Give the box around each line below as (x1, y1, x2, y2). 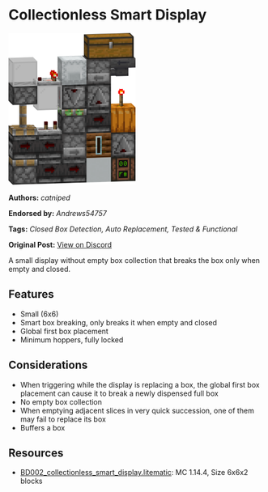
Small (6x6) (19, 309, 59, 319)
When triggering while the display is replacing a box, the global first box (19, 380, 261, 389)
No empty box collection (19, 397, 103, 406)
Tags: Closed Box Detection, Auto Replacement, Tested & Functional (8, 224, 238, 234)
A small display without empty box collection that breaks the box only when (8, 255, 261, 265)
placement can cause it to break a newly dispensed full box (19, 388, 219, 398)
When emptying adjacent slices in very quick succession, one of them (19, 405, 255, 415)
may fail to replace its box (19, 414, 107, 424)
